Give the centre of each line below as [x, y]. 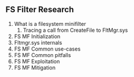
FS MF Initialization [37, 36]
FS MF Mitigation [35, 68]
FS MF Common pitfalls [43, 55]
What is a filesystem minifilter [50, 24]
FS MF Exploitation [37, 61]
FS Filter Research [40, 10]
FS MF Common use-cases [47, 49]
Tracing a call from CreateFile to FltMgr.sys [75, 30]
